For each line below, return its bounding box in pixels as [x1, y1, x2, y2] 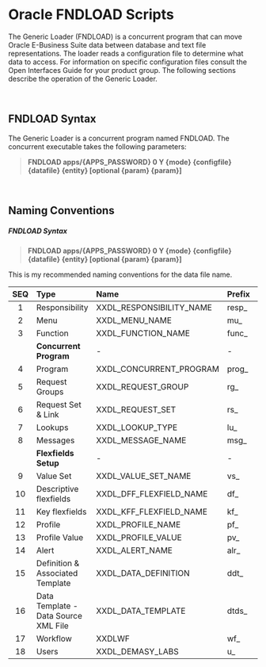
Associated [36, 568, 78, 579]
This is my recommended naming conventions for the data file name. [8, 270, 233, 279]
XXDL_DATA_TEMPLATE [96, 605, 186, 616]
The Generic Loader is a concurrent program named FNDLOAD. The [8, 133, 230, 143]
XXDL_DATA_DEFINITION [96, 568, 190, 579]
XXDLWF [96, 633, 131, 644]
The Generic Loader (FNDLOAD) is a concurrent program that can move [8, 32, 243, 41]
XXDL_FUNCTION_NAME [96, 328, 190, 339]
